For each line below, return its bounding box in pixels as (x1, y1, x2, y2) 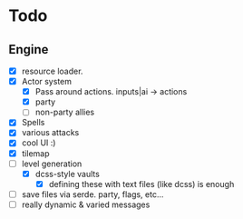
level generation (21, 158, 83, 169)
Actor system (21, 76, 73, 87)
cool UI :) (21, 137, 56, 148)
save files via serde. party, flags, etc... (21, 188, 164, 200)
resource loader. (21, 65, 83, 76)
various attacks (21, 127, 80, 138)
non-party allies (34, 106, 95, 118)
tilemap (21, 147, 51, 159)
